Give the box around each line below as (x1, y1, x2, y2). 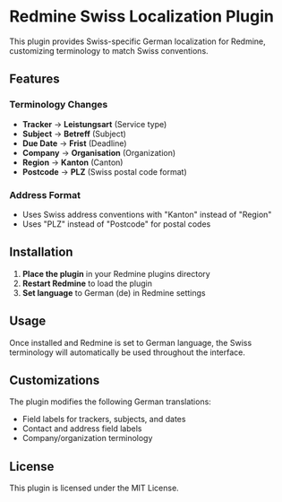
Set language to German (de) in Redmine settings (21, 287, 206, 298)
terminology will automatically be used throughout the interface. (9, 347, 246, 358)
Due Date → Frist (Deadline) (21, 137, 127, 149)
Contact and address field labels (21, 423, 142, 434)
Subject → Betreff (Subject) (21, 128, 127, 139)
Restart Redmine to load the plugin (21, 278, 153, 289)
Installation (9, 245, 73, 260)
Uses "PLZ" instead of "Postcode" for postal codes (21, 218, 211, 229)
